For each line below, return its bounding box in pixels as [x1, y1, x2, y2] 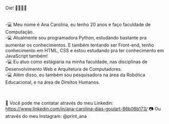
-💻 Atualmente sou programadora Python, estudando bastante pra [5, 35, 147, 40]
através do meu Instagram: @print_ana [5, 113, 87, 119]
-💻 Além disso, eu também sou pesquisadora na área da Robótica [5, 72, 145, 78]
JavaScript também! [5, 53, 48, 59]
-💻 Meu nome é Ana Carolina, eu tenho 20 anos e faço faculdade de [5, 22, 151, 28]
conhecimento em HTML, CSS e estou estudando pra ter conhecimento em [5, 48, 164, 53]
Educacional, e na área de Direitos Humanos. [5, 79, 100, 85]
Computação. [5, 29, 34, 35]
